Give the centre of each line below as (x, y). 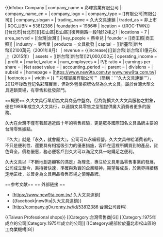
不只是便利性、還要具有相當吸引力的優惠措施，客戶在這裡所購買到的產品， (79, 145)
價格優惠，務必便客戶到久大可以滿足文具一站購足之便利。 (79, 151)
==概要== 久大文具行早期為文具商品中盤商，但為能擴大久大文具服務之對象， (81, 100)
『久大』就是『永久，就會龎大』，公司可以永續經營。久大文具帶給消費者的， (81, 139)
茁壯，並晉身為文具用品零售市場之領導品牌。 (58, 174)
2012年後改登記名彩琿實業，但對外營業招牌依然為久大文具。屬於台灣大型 (78, 84)
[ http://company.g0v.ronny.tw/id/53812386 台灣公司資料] (69, 207)
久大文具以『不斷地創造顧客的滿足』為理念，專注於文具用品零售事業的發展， (81, 162)
